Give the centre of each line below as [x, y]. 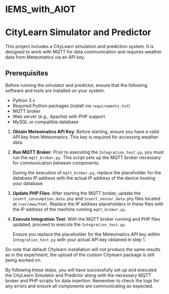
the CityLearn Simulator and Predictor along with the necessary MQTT [78, 275]
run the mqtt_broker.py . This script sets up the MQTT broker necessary [87, 157]
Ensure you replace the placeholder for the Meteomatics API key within [86, 234]
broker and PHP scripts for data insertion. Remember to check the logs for [82, 280]
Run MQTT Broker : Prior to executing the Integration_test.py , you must [88, 152]
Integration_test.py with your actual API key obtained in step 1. [79, 239]
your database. [28, 183]
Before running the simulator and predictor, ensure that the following [76, 85]
